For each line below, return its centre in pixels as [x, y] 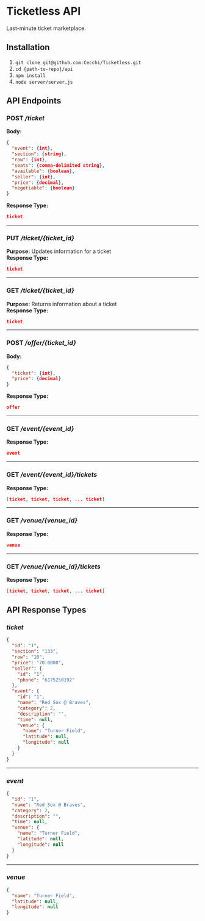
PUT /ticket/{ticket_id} [41, 238]
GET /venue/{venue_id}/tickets [53, 567]
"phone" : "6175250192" [46, 680]
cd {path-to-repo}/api [44, 69]
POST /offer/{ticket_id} [41, 343]
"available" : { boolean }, [43, 171]
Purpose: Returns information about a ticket [62, 304]
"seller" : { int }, [34, 177]
